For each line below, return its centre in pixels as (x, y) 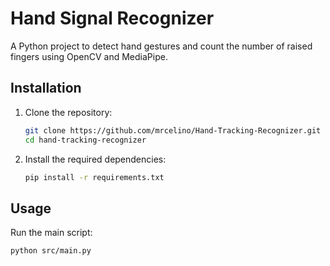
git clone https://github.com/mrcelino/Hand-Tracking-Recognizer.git (173, 130)
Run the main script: (51, 233)
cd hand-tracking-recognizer (85, 140)
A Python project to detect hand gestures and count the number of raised (161, 46)
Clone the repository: (68, 112)
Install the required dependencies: (95, 159)
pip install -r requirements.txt (94, 177)
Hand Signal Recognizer (112, 18)
